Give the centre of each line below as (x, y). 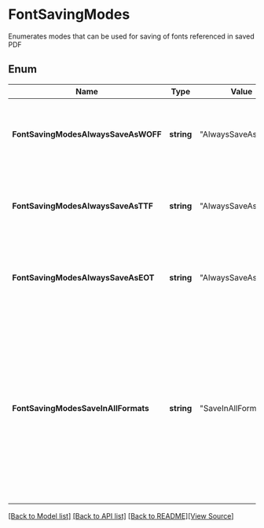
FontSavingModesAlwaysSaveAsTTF (82, 206)
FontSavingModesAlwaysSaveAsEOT (83, 277)
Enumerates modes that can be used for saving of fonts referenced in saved (132, 36)
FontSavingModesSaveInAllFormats (81, 408)
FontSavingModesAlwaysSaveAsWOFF (87, 134)
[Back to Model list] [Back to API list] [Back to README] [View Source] (121, 515)
